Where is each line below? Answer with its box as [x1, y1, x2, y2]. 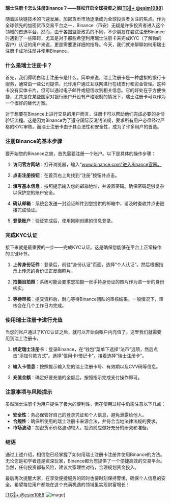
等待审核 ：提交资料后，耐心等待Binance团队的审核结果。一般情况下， [12, 296, 159, 302]
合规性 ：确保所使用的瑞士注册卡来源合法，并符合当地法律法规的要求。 [12, 418, 160, 424]
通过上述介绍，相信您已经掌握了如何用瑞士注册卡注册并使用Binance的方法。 [5, 451, 165, 457]
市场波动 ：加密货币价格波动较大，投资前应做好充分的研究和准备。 [12, 425, 151, 431]
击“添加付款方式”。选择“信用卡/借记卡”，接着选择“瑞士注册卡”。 [12, 353, 147, 359]
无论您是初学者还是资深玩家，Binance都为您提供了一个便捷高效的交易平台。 [5, 457, 165, 464]
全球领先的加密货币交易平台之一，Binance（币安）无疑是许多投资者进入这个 [5, 23, 165, 28]
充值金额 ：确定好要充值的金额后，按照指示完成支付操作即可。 [12, 375, 142, 381]
